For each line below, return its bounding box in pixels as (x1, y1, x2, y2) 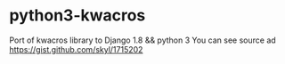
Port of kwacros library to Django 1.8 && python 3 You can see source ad (9, 35, 276, 45)
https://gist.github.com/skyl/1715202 (9, 44, 143, 54)
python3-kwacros (9, 5, 146, 26)
